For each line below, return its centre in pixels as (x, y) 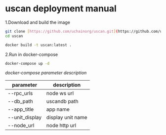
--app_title (21, 109)
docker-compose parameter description (46, 73)
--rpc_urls (20, 93)
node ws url (60, 93)
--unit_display (25, 118)
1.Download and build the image (38, 22)
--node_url (21, 126)
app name (58, 109)
